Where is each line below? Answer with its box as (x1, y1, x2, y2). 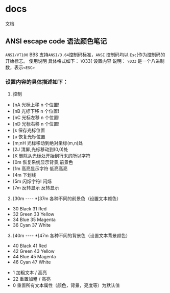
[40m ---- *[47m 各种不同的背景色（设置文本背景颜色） (12, 233, 131, 239)
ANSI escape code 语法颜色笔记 (5, 37, 107, 46)
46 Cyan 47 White (12, 259, 51, 265)
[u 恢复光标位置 (12, 134, 46, 140)
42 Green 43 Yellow (12, 248, 55, 254)
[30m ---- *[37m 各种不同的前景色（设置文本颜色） (12, 196, 122, 202)
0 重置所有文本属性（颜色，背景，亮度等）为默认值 (12, 282, 120, 288)
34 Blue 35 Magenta (12, 216, 56, 223)
